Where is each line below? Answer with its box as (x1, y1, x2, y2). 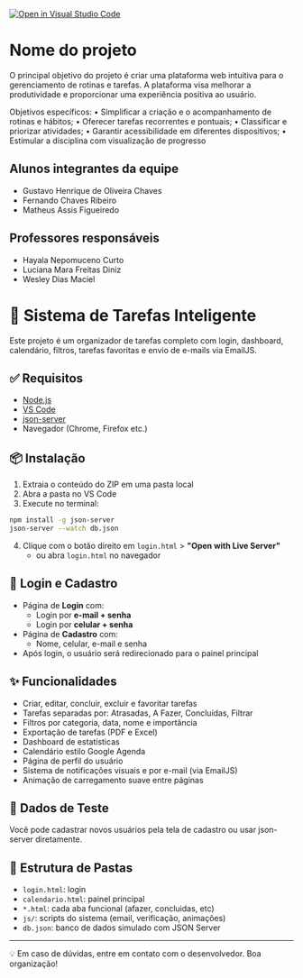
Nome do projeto (9, 41, 137, 60)
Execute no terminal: (22, 498, 99, 509)
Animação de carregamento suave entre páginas (22, 774, 205, 785)
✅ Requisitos (9, 370, 84, 386)
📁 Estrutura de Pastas (9, 860, 133, 875)
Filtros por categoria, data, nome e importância (22, 717, 197, 727)
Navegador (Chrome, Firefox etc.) (22, 424, 148, 434)
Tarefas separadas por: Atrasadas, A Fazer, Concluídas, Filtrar (22, 708, 253, 718)
